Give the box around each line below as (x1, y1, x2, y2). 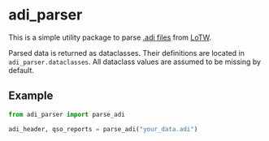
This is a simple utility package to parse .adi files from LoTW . (8, 32, 212, 42)
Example (8, 89, 54, 103)
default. (8, 65, 35, 75)
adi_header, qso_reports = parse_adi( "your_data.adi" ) (8, 125, 198, 133)
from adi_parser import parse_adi (8, 110, 126, 118)
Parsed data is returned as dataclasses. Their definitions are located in (8, 48, 245, 58)
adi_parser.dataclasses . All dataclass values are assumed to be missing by (8, 57, 262, 66)
